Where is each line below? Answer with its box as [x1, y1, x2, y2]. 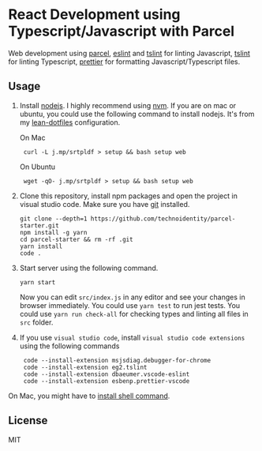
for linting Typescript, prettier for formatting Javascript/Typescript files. [8, 57, 241, 66]
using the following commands [19, 341, 120, 351]
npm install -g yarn [19, 228, 88, 236]
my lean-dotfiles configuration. [19, 117, 121, 127]
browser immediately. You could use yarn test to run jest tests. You [19, 300, 241, 310]
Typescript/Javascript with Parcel [8, 22, 235, 40]
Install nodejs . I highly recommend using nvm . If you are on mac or [19, 100, 237, 110]
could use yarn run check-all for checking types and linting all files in [19, 309, 249, 318]
